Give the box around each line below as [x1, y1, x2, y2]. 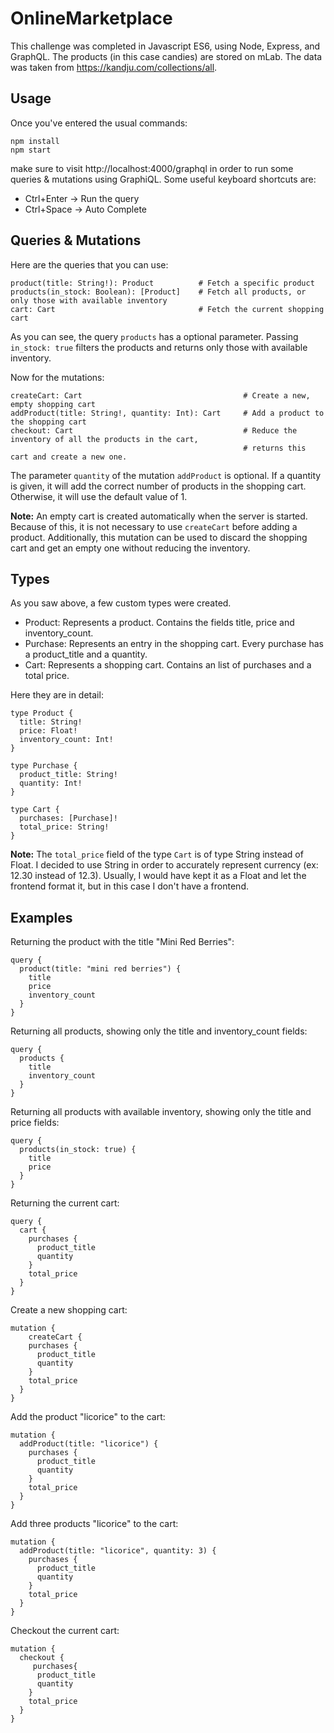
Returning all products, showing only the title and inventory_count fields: [10, 1025, 308, 1037]
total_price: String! [19, 822, 110, 832]
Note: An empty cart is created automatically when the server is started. [10, 510, 308, 522]
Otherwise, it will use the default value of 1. [10, 490, 188, 502]
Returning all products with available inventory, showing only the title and [10, 1106, 312, 1118]
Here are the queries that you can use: [10, 258, 169, 271]
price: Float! [19, 726, 78, 736]
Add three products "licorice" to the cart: [10, 1518, 179, 1530]
